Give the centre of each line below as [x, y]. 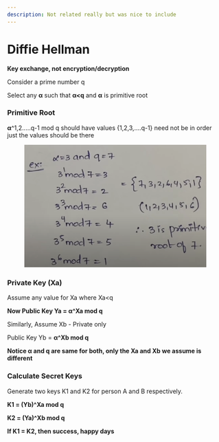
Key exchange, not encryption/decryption [68, 68]
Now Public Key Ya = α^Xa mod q [55, 311]
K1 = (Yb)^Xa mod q [35, 404]
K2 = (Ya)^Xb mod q [36, 418]
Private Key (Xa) [35, 283]
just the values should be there [51, 135]
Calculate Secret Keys [45, 376]
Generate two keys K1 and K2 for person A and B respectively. [95, 391]
